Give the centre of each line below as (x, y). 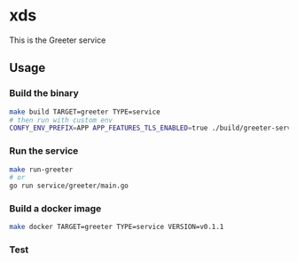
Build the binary (44, 93)
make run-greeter (41, 170)
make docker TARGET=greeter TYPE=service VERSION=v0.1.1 (117, 227)
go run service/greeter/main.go (69, 186)
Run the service (44, 151)
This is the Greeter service (58, 40)
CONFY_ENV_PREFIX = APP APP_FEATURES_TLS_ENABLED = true (109, 128)
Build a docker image (55, 209)
